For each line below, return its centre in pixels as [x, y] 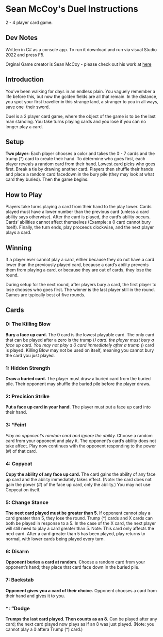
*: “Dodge [18, 608]
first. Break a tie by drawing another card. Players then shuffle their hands [79, 169]
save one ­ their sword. [28, 107]
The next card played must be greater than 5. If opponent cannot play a [78, 513]
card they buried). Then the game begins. [47, 179]
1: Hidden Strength [28, 368]
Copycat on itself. [23, 490]
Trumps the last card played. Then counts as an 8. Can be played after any [81, 619]
